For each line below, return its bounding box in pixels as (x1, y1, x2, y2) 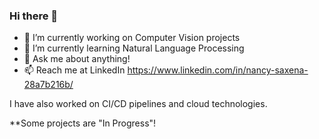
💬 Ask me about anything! (23, 53, 131, 65)
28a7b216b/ (23, 79, 74, 91)
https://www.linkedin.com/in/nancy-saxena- (127, 64, 309, 76)
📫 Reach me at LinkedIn (23, 64, 126, 76)
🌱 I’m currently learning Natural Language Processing (23, 42, 245, 54)
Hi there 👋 (9, 9, 59, 23)
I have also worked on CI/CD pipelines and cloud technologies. (9, 98, 268, 110)
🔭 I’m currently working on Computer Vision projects (23, 32, 241, 44)
